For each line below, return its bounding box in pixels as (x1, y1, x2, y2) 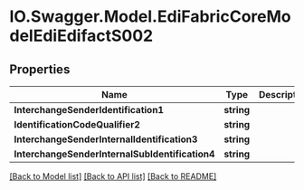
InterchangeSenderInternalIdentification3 (14, 133, 198, 146)
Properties (9, 62, 71, 77)
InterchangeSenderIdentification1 (14, 104, 165, 116)
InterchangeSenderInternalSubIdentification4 (14, 147, 215, 160)
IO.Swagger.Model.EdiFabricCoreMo (9, 6, 291, 27)
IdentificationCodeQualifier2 (14, 119, 140, 130)
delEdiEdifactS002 (9, 25, 154, 46)
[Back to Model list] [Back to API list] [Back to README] (9, 171, 217, 182)
